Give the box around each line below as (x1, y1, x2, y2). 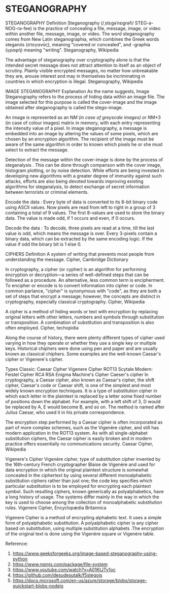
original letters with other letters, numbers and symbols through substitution (5, 314, 164, 320)
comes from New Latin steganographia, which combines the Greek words (5, 36, 159, 42)
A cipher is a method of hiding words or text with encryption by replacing (5, 308, 158, 314)
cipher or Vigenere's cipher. (5, 356, 63, 362)
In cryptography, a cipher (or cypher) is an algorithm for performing (5, 266, 146, 272)
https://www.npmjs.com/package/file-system (12, 561, 108, 567)
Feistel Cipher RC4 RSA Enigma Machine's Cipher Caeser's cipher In (5, 371, 149, 377)
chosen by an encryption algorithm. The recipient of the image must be (5, 136, 154, 142)
